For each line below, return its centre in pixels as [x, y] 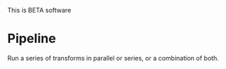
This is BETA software [39, 10]
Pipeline [32, 39]
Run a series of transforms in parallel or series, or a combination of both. [113, 58]
